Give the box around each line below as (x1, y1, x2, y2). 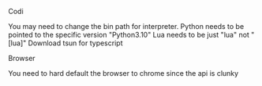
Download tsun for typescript (28, 38, 123, 48)
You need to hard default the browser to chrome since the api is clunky (8, 69, 239, 77)
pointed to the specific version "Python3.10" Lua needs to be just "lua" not (8, 30, 250, 39)
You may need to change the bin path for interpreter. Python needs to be (8, 22, 245, 30)
